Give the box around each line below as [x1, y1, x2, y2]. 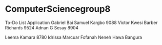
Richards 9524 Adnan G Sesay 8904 [5, 24, 79, 30]
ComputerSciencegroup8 [5, 3, 111, 15]
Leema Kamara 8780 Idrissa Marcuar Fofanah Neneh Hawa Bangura [5, 34, 142, 40]
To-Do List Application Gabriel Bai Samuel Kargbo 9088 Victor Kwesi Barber [5, 20, 158, 25]
